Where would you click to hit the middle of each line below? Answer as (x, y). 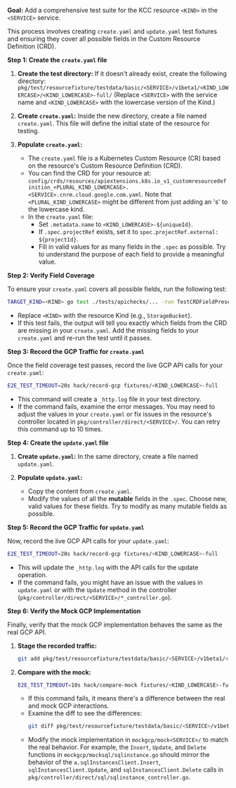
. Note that (157, 194)
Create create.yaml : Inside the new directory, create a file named (112, 116)
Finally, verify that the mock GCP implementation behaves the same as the (115, 624)
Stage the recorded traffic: (57, 646)
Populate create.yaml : (50, 144)
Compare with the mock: (54, 672)
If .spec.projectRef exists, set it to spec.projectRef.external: (129, 232)
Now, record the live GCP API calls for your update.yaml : (88, 541)
